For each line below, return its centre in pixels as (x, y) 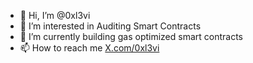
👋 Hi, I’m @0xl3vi (55, 15)
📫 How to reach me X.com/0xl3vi (89, 48)
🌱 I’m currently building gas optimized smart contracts (131, 36)
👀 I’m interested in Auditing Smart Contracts (110, 26)
